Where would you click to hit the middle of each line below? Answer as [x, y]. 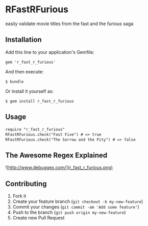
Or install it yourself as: [29, 91]
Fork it [19, 196]
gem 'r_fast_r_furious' [31, 62]
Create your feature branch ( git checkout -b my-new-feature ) [78, 201]
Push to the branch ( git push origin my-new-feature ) [69, 212]
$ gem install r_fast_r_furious [40, 101]
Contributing [26, 184]
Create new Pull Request [39, 218]
